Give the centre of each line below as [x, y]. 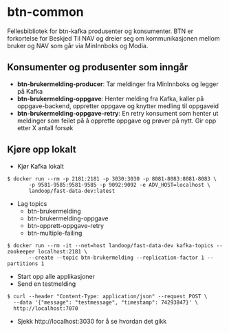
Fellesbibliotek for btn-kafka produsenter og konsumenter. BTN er [100, 31]
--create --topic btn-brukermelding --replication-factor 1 [117, 258]
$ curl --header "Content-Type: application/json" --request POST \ [107, 296]
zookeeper [21, 251]
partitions [23, 263]
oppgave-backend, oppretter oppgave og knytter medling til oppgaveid [118, 106]
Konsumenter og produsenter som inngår [98, 67]
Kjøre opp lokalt [42, 150]
